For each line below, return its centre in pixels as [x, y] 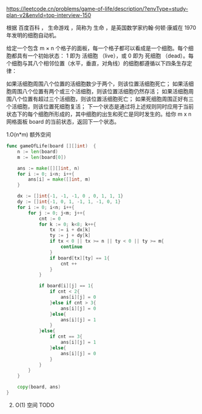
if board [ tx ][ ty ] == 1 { [80, 258]
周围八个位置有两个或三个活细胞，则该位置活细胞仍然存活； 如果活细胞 [100, 91]
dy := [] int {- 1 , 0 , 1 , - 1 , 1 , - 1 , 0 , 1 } [69, 202]
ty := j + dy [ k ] [70, 236]
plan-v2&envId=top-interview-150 [49, 15]
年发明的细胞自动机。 [33, 35]
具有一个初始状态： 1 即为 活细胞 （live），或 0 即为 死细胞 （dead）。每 [105, 56]
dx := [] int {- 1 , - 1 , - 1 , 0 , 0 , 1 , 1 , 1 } [70, 196]
